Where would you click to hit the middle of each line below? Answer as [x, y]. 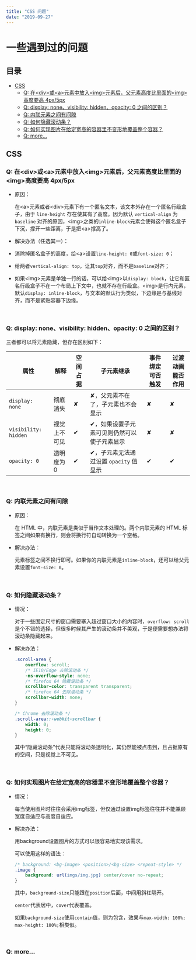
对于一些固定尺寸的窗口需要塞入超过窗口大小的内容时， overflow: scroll [102, 621]
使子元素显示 [107, 442]
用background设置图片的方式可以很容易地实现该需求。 [80, 841]
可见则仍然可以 [116, 433]
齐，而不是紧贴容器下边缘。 [48, 300]
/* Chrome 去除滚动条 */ [43, 713]
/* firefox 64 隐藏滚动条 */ [58, 681]
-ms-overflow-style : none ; [58, 676]
